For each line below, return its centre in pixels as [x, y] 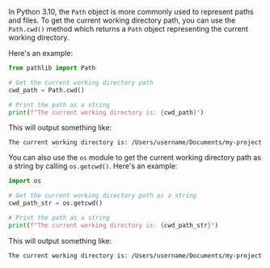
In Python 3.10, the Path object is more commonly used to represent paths [131, 12]
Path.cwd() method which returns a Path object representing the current [128, 29]
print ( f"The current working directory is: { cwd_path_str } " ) [114, 225]
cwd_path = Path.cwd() [46, 90]
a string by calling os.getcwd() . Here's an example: [93, 166]
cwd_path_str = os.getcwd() [56, 203]
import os [25, 181]
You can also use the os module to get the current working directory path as [135, 158]
